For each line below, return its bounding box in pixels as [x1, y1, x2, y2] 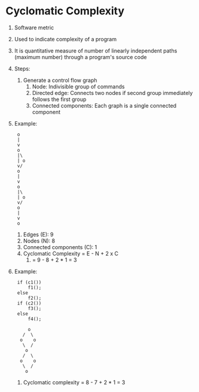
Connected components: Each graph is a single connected [32, 102, 177, 109]
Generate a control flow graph [23, 76, 97, 84]
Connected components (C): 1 [23, 243, 97, 250]
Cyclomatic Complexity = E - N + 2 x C [23, 250, 119, 257]
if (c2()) [17, 300, 42, 306]
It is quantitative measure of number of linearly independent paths [14, 47, 177, 54]
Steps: [14, 65, 30, 72]
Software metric [14, 24, 54, 31]
